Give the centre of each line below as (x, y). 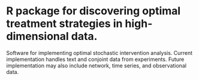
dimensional (37, 36)
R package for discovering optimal (94, 11)
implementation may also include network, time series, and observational (97, 65)
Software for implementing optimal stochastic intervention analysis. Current (99, 53)
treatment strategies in (64, 24)
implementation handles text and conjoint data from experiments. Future (95, 59)
